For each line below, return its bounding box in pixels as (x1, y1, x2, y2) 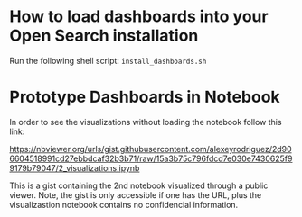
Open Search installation (9, 25, 199, 46)
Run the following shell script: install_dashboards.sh (9, 55, 207, 66)
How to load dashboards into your (9, 6, 269, 27)
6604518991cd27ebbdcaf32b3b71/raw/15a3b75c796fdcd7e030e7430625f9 (9, 153, 293, 164)
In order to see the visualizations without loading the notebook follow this (9, 116, 282, 127)
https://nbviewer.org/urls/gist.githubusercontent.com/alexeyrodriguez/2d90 (9, 143, 292, 154)
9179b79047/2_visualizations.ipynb (9, 162, 140, 173)
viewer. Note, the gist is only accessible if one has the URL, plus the (9, 189, 262, 200)
